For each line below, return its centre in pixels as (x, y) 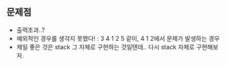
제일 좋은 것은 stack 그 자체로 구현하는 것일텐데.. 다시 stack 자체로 (105, 47)
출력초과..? (31, 30)
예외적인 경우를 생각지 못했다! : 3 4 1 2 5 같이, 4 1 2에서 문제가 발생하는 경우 (118, 38)
